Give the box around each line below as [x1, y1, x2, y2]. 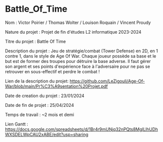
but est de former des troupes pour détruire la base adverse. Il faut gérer [5, 58, 151, 64]
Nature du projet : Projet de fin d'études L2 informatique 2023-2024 [5, 29, 142, 35]
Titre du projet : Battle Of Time [5, 38, 66, 44]
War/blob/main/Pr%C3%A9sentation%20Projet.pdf [5, 83, 108, 89]
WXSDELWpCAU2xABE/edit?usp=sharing [5, 131, 89, 137]
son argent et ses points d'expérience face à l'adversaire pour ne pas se [5, 63, 150, 69]
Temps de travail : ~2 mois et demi [5, 111, 74, 118]
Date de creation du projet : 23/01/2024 [5, 93, 85, 99]
